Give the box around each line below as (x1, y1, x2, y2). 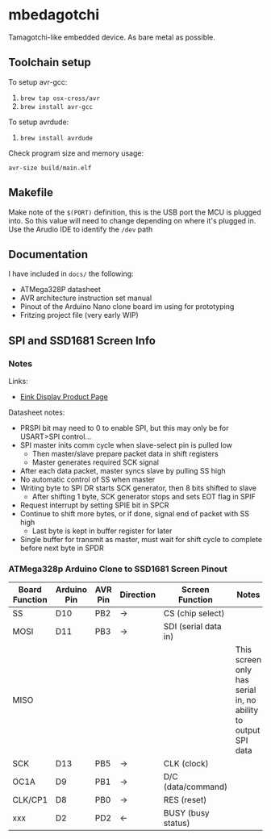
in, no (235, 695, 256, 706)
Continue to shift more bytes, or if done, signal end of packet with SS (19, 509, 250, 519)
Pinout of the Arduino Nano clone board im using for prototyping (19, 302, 235, 311)
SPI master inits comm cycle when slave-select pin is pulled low (19, 440, 232, 450)
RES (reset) (163, 795, 207, 806)
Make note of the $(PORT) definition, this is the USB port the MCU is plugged (8, 207, 262, 217)
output (235, 724, 261, 736)
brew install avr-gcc (19, 102, 93, 111)
